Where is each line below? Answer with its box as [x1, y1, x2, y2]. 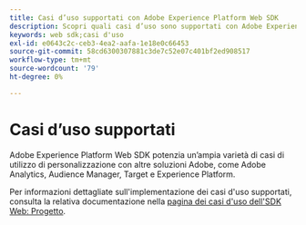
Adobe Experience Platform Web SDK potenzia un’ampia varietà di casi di [9, 149, 285, 160]
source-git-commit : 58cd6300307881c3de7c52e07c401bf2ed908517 [9, 47, 250, 56]
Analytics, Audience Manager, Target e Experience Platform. [9, 169, 236, 180]
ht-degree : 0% [9, 73, 64, 82]
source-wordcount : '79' [9, 64, 100, 73]
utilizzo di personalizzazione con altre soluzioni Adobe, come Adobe [9, 159, 267, 170]
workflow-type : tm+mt [9, 55, 92, 64]
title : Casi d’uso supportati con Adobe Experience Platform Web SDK [9, 13, 280, 23]
